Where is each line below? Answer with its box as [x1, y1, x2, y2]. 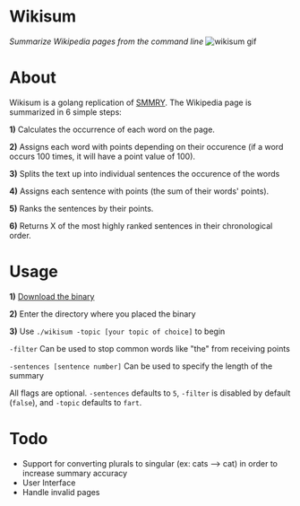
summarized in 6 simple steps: [9, 106, 123, 118]
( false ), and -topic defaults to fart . [9, 397, 142, 407]
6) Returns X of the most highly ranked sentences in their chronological [9, 220, 273, 231]
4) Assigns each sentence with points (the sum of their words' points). [9, 186, 270, 196]
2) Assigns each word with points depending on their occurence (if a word [9, 141, 284, 152]
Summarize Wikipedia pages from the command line [9, 36, 204, 47]
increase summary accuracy [21, 467, 128, 478]
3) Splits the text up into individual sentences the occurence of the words [9, 168, 280, 179]
